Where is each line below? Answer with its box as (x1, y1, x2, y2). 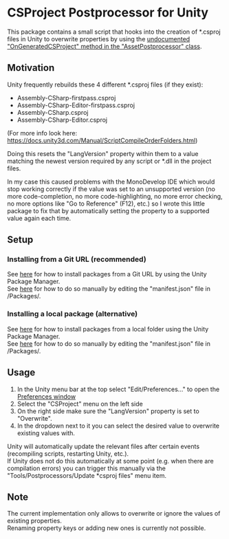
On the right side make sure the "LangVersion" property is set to (17, 407, 199, 415)
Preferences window (17, 392, 76, 400)
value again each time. (7, 214, 72, 222)
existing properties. (7, 517, 62, 525)
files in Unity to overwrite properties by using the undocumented (7, 34, 190, 43)
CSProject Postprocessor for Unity (7, 5, 208, 21)
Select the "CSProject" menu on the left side (17, 399, 143, 408)
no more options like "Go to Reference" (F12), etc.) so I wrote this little (7, 199, 205, 208)
